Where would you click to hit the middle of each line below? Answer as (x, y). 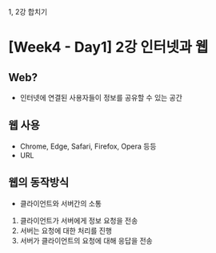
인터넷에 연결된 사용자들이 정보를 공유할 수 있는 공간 (101, 98)
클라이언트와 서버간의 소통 (61, 203)
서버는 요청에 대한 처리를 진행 (66, 231)
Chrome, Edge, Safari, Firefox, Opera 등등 (88, 146)
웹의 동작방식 (39, 183)
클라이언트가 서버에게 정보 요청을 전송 (79, 220)
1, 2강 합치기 (28, 12)
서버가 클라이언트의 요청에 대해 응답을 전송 (86, 240)
